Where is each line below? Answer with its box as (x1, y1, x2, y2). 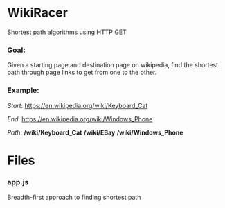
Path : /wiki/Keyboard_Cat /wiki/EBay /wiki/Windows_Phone (7, 128, 183, 137)
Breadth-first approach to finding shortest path (7, 193, 141, 202)
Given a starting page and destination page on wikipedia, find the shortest (7, 61, 219, 69)
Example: (7, 85, 39, 95)
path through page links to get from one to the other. (7, 68, 157, 77)
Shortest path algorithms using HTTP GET (7, 28, 127, 36)
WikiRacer (7, 5, 68, 21)
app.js (7, 177, 29, 187)
